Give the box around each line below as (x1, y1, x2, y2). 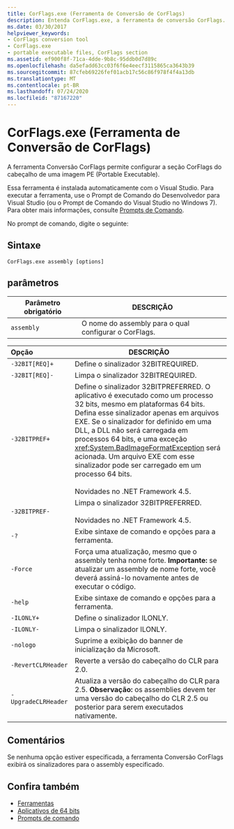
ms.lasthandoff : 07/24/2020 (7, 88, 89, 95)
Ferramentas (17, 799, 54, 807)
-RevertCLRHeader (10, 661, 68, 669)
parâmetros (7, 277, 59, 289)
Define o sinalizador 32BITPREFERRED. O (75, 381, 211, 391)
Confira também (7, 780, 80, 793)
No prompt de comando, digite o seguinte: (7, 219, 129, 228)
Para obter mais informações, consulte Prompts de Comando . (7, 205, 185, 214)
